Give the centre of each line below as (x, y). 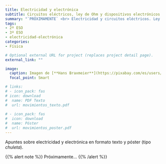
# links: (14, 87)
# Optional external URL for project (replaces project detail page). (79, 55)
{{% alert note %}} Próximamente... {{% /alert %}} (56, 157)
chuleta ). (14, 147)
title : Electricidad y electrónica (42, 10)
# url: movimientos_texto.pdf (37, 105)
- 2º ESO (14, 28)
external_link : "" (24, 60)
